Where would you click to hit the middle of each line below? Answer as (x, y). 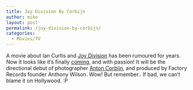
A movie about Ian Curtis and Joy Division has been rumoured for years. (94, 56)
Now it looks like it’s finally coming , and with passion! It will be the (86, 62)
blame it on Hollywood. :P (37, 81)
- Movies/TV (26, 39)
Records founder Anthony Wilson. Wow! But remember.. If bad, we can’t (93, 74)
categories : (21, 34)
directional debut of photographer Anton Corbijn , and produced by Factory (96, 68)
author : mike (22, 17)
